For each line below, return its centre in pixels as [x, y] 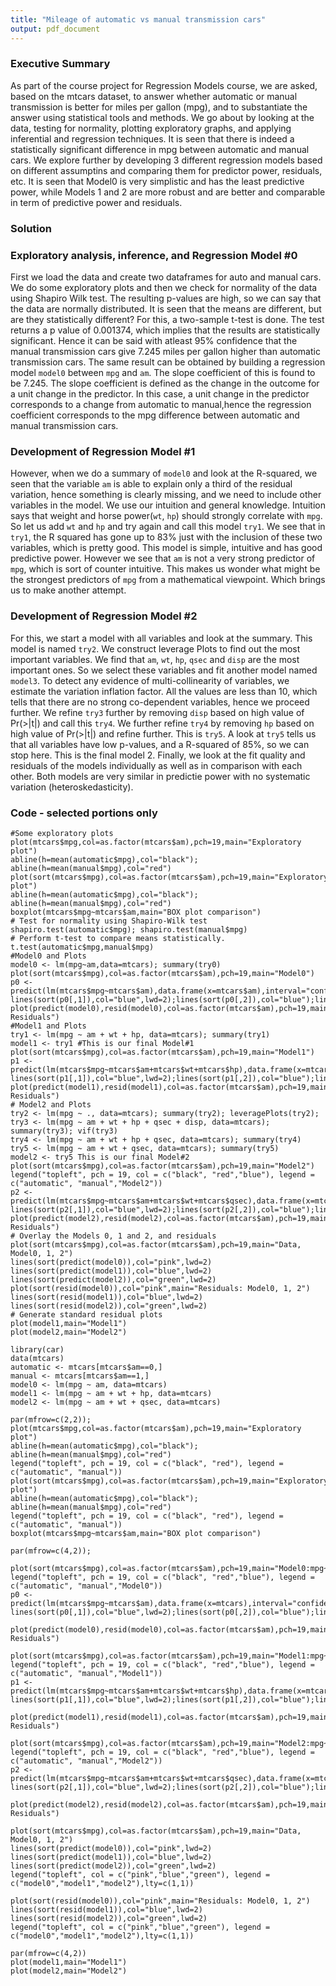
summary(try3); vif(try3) [64, 1131]
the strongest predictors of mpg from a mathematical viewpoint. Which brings [168, 580]
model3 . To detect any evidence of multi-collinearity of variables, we [150, 680]
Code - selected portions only [84, 813]
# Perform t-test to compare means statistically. [118, 938]
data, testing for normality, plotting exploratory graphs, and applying [151, 128]
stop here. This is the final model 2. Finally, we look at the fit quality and [158, 755]
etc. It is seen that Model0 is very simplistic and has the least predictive [157, 181]
